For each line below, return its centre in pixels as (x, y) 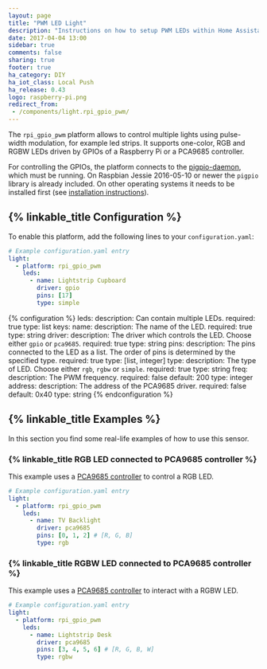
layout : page (30, 16)
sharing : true (32, 61)
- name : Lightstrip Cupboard (77, 281)
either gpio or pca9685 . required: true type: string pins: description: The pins (132, 343)
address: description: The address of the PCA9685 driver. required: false (128, 385)
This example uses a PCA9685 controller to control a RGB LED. (111, 476)
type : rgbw (55, 657)
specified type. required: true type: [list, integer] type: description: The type (132, 360)
